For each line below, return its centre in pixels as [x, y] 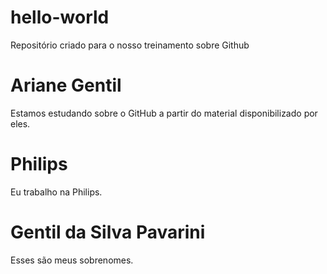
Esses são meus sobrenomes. [72, 260]
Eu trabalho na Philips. [56, 192]
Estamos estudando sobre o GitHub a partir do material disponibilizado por [164, 113]
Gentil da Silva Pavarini [108, 232]
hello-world [60, 17]
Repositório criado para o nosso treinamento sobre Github [130, 45]
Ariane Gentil [66, 85]
